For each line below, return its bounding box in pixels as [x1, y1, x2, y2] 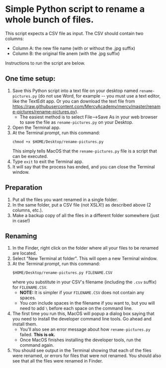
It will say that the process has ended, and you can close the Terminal [12, 163, 155, 169]
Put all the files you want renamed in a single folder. [12, 197, 118, 203]
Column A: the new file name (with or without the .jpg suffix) [12, 45, 135, 51]
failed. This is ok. [19, 332, 55, 338]
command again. [19, 342, 55, 348]
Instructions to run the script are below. [5, 60, 86, 66]
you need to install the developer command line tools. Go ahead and [12, 316, 152, 322]
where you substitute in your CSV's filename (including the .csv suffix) [12, 279, 157, 285]
